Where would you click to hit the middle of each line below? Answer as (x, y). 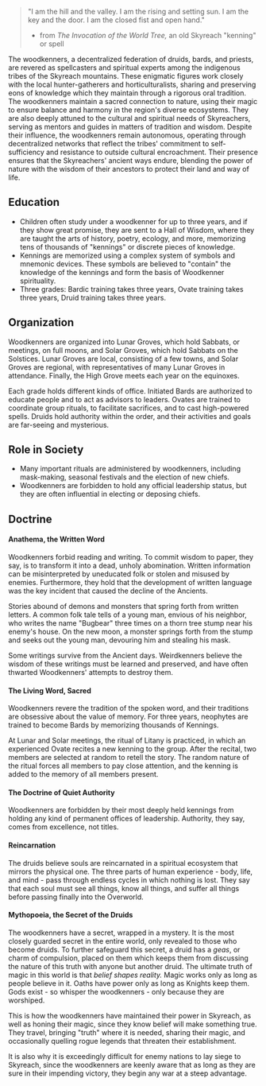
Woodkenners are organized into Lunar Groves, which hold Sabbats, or (124, 342)
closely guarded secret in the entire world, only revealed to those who (123, 941)
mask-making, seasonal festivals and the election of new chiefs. (125, 477)
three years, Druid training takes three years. (93, 297)
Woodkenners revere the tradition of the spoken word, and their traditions (129, 708)
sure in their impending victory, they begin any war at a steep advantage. (128, 1073)
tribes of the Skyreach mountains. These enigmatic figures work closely (126, 76)
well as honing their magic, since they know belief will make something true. (133, 1024)
